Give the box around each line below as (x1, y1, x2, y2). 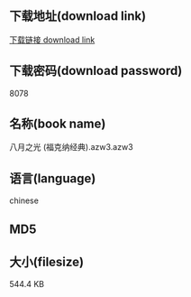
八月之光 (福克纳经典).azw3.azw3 (9, 142, 133, 153)
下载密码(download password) (9, 63, 183, 79)
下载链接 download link (9, 34, 95, 45)
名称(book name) (9, 116, 106, 132)
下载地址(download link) (9, 8, 147, 24)
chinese (9, 195, 39, 206)
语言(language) (9, 171, 96, 186)
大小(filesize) (9, 255, 84, 270)
